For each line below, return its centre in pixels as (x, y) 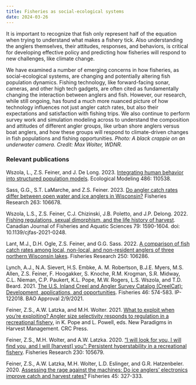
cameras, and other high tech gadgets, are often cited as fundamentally (92, 88)
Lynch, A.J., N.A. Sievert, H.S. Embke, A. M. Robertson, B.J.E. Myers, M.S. (95, 267)
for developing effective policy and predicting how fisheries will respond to (96, 52)
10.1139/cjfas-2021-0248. (36, 232)
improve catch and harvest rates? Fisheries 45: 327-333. (75, 376)
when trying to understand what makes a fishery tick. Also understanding (94, 40)
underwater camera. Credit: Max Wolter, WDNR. (64, 145)
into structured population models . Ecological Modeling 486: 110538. (89, 178)
